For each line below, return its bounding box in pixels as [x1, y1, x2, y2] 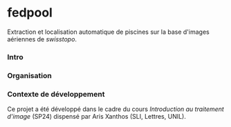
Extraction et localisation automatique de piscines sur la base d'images [7, 28, 210, 36]
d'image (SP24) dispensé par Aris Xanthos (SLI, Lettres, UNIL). [7, 113, 187, 121]
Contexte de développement [7, 89, 105, 99]
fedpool [7, 5, 53, 21]
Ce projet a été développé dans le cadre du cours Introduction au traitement [7, 105, 225, 113]
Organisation [7, 70, 52, 80]
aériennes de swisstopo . [7, 35, 77, 43]
